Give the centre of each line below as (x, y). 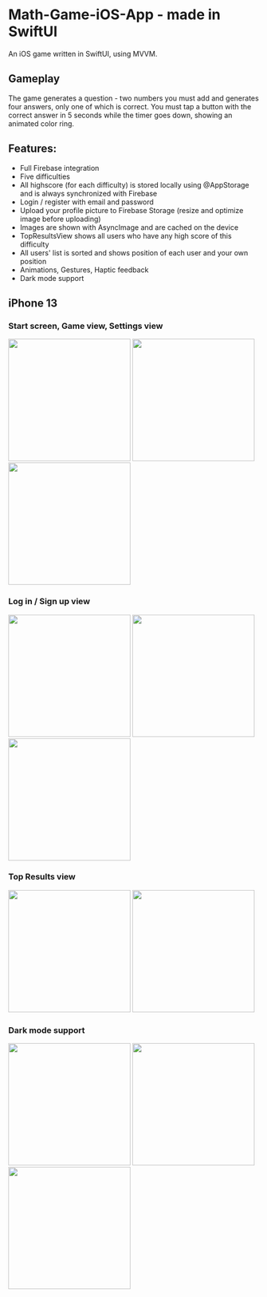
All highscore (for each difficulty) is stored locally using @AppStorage (134, 184)
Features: (33, 149)
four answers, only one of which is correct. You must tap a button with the (130, 106)
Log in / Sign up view (49, 602)
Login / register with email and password (86, 202)
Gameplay (34, 79)
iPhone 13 (33, 303)
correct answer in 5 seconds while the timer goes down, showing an (120, 115)
